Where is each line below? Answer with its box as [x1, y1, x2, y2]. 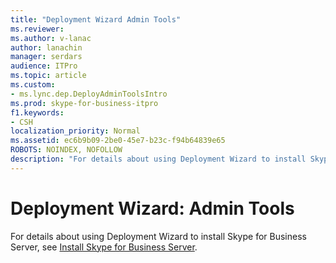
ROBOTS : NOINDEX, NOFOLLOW [10, 145, 123, 155]
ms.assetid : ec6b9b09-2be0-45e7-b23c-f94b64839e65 [10, 136, 226, 146]
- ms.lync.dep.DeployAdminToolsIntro [10, 89, 168, 99]
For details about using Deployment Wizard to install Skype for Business [10, 230, 307, 242]
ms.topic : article [10, 71, 87, 81]
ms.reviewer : [10, 24, 65, 34]
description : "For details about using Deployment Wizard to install [10, 154, 307, 164]
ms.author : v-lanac [10, 33, 92, 43]
